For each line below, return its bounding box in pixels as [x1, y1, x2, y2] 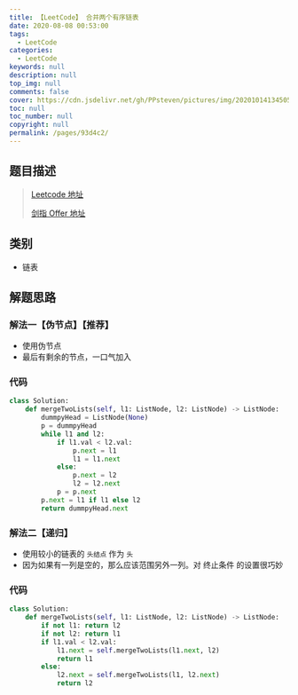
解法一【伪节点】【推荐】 [9, 319, 114, 331]
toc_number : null [9, 112, 74, 121]
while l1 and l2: [41, 430, 105, 438]
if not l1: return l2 [41, 621, 122, 630]
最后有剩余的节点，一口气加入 [21, 351, 131, 362]
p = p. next [56, 487, 98, 497]
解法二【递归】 [9, 526, 74, 539]
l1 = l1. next [72, 454, 122, 463]
